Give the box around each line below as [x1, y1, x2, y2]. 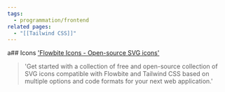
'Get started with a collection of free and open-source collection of [24, 62, 219, 70]
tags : [7, 10, 23, 17]
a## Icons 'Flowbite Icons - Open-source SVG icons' [7, 49, 160, 57]
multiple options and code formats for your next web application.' [24, 77, 213, 86]
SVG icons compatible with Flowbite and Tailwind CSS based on [24, 70, 210, 78]
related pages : [7, 23, 52, 30]
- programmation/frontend [13, 17, 90, 24]
